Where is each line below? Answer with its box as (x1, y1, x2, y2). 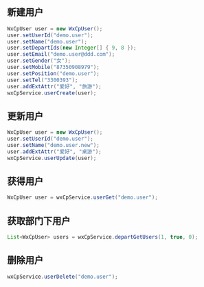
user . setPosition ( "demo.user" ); (7, 70, 100, 77)
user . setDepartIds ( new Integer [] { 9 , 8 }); (7, 44, 137, 52)
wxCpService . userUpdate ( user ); (7, 155, 97, 161)
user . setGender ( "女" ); (7, 57, 71, 64)
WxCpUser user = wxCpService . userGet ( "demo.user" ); (7, 194, 158, 201)
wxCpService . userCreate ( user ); (7, 89, 97, 97)
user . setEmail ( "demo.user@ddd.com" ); (7, 51, 115, 58)
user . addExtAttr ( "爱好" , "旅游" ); (7, 83, 102, 90)
